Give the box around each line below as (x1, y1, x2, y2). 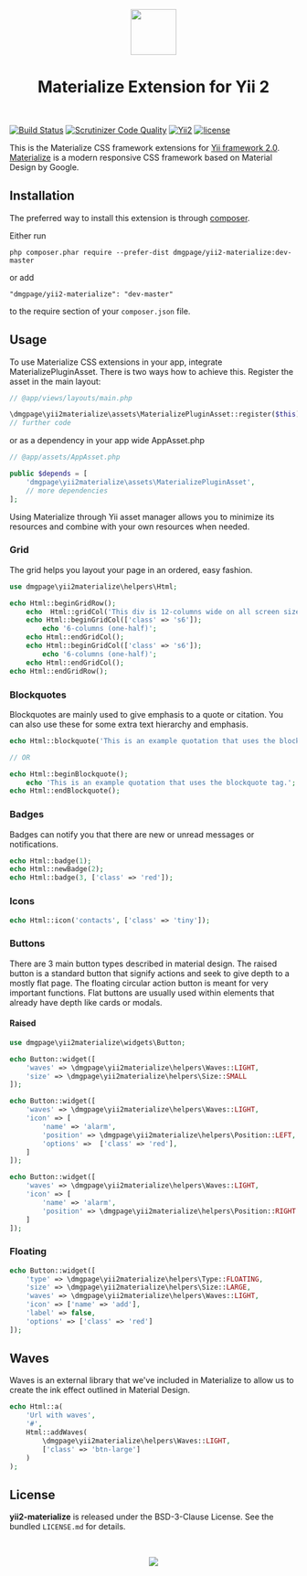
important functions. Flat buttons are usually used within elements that (9, 987, 275, 998)
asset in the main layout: (9, 376, 101, 387)
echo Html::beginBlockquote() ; (9, 769, 129, 779)
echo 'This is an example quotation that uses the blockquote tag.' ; (26, 778, 297, 787)
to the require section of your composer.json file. (9, 305, 191, 316)
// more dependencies (26, 485, 108, 495)
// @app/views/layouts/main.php (9, 393, 132, 402)
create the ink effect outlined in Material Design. (9, 1385, 190, 1396)
